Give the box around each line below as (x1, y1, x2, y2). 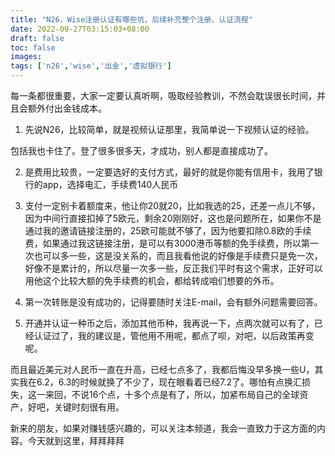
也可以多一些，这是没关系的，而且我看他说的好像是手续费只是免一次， (33, 250, 323, 261)
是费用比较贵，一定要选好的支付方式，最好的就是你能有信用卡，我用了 (24, 166, 315, 178)
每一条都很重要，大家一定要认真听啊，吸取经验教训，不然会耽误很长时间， (10, 90, 317, 101)
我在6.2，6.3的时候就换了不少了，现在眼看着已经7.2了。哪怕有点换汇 (18, 376, 303, 388)
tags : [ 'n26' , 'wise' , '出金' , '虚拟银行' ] (10, 61, 172, 71)
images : (10, 52, 43, 62)
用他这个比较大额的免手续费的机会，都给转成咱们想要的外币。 (24, 275, 280, 286)
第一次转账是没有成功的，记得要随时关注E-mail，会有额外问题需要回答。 (24, 296, 323, 308)
